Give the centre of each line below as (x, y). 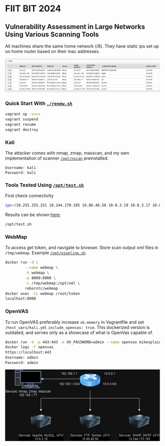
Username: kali (21, 167)
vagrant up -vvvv (23, 114)
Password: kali (21, 172)
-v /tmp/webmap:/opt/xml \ (52, 283)
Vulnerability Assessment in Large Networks (75, 27)
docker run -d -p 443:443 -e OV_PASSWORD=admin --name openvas (71, 342)
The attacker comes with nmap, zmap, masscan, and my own (67, 153)
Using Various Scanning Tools (52, 34)
